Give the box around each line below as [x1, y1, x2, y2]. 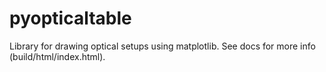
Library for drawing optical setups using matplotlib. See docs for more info [9, 40, 316, 52]
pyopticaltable [9, 7, 132, 30]
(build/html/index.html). [9, 50, 106, 62]
